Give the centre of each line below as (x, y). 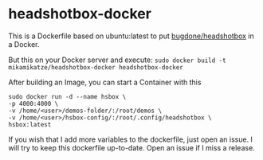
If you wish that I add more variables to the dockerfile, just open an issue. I (131, 139)
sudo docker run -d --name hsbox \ (67, 96)
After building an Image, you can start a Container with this (105, 82)
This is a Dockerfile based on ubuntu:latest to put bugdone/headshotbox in (131, 36)
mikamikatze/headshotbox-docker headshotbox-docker (96, 67)
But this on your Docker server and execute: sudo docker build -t (117, 60)
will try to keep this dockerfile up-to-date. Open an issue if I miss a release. (131, 147)
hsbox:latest (30, 124)
